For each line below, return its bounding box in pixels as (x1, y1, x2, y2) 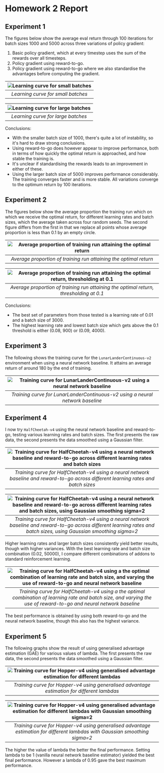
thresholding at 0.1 (60, 290, 104, 297)
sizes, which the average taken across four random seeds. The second (5, 219, 148, 225)
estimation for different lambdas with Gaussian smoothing (15, 729, 149, 735)
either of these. (12, 166, 43, 172)
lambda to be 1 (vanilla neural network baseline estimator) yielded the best (5, 752, 155, 758)
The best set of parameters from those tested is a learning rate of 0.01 (12, 312, 154, 318)
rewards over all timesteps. (12, 55, 67, 61)
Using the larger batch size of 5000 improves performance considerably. (12, 172, 159, 177)
